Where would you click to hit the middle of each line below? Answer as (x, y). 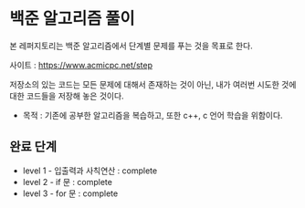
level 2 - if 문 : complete (67, 182)
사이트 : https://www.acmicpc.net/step (81, 65)
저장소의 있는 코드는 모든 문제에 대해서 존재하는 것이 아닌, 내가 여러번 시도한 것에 (153, 84)
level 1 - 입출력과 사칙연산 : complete (90, 171)
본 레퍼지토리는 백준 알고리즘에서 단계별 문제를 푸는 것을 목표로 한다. (131, 46)
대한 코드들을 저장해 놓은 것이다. (67, 96)
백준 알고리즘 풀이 (72, 19)
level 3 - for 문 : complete (70, 193)
